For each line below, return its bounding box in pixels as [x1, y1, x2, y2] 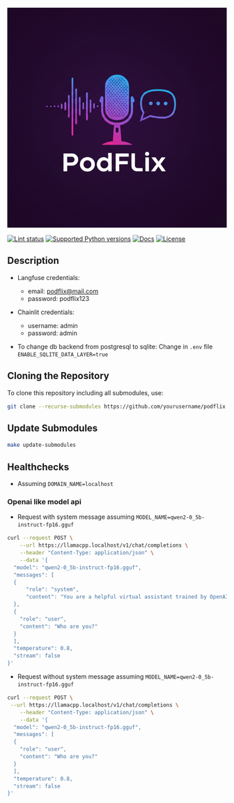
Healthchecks [7, 461, 70, 473]
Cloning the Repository [7, 370, 109, 382]
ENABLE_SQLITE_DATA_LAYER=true [17, 351, 109, 358]
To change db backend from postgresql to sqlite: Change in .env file [17, 342, 213, 351]
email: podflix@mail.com [27, 287, 99, 295]
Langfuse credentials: [17, 273, 80, 281]
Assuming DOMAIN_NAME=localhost [17, 480, 114, 487]
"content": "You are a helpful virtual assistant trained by [25, 594, 208, 601]
